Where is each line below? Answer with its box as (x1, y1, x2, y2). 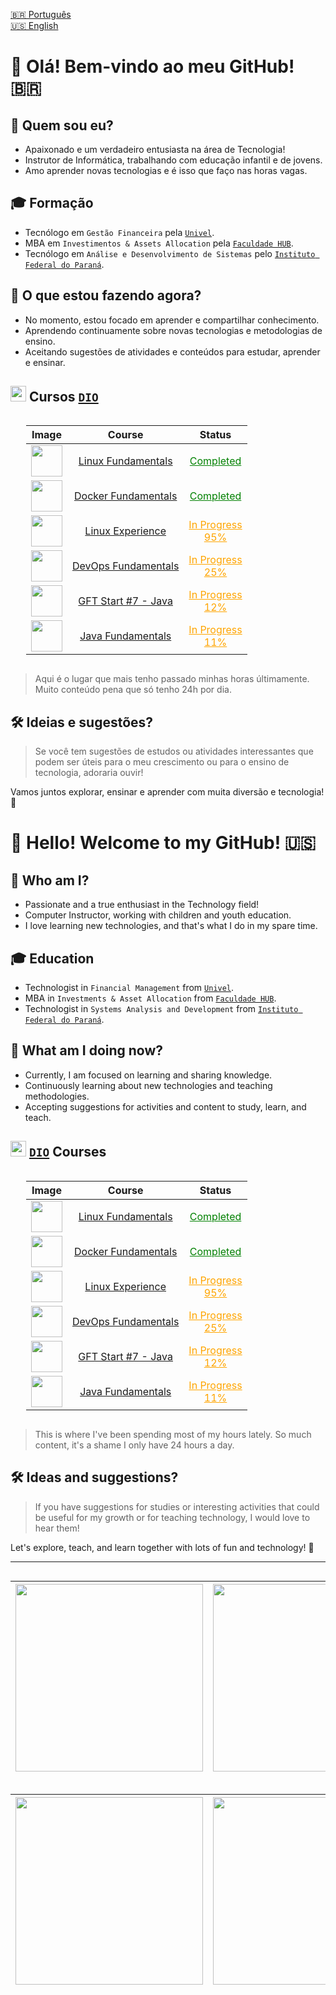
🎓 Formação (10, 195, 94, 212)
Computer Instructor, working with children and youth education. (24, 909, 292, 921)
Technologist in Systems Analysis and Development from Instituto (24, 1003, 299, 1015)
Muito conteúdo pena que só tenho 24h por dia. (34, 684, 232, 696)
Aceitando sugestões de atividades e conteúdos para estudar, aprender (24, 345, 321, 358)
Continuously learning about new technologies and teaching (24, 1079, 273, 1091)
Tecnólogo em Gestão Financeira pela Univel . (24, 226, 215, 238)
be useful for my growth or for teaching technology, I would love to (34, 1511, 311, 1523)
